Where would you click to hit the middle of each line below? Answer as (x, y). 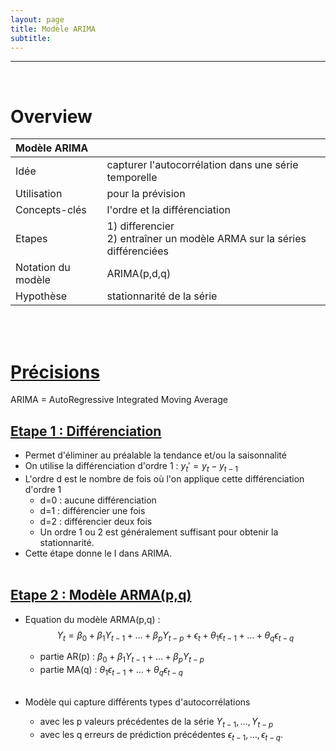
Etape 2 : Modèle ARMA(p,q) (101, 595)
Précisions (55, 372)
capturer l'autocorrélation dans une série (202, 165)
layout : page (37, 19)
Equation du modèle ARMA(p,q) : (92, 619)
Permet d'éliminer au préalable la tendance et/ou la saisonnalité (155, 455)
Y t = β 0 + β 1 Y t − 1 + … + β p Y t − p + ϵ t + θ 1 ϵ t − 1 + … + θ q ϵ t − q (175, 636)
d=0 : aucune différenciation (98, 500)
